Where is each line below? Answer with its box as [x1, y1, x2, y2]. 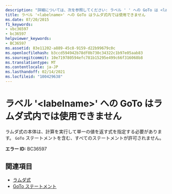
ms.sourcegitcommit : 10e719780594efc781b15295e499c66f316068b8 [5, 55, 143, 60]
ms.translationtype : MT [5, 60, 56, 65]
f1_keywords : [5, 21, 33, 27]
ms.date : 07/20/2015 [5, 17, 50, 22]
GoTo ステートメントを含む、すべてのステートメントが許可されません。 [15, 135, 164, 141]
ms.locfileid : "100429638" [5, 74, 63, 79]
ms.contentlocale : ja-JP [5, 64, 58, 70]
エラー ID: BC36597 [5, 145, 47, 152]
